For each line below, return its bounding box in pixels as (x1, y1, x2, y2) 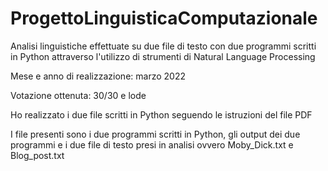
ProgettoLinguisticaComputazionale (10, 7, 318, 30)
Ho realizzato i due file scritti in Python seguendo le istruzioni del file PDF (10, 108, 313, 121)
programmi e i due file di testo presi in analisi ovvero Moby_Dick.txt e (10, 138, 294, 151)
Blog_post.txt (10, 149, 65, 161)
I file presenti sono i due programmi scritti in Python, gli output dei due (10, 128, 301, 140)
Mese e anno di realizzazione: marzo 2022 (10, 70, 186, 82)
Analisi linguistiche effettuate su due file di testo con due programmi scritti (10, 40, 317, 52)
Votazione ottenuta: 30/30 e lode (10, 89, 147, 101)
